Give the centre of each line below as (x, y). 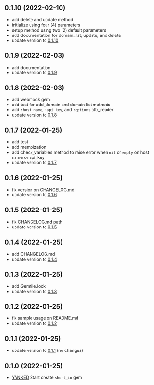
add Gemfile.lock (29, 286)
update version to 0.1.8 (34, 115)
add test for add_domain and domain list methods (61, 105)
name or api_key (28, 157)
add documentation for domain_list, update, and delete (66, 35)
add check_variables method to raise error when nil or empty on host (80, 152)
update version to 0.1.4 (34, 259)
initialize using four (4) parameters (46, 25)
